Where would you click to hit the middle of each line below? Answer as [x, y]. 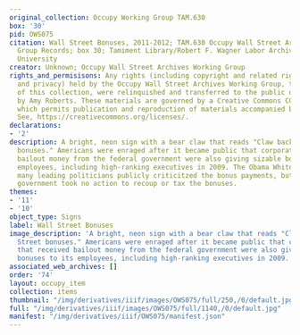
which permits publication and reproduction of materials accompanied [151, 109]
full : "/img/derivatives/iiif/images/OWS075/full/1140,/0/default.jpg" [145, 308]
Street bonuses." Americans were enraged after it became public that [151, 242]
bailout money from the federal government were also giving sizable [149, 159]
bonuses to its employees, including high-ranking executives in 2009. [154, 259]
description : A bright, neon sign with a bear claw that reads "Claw [142, 142]
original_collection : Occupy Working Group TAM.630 [107, 17]
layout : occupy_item [48, 283]
